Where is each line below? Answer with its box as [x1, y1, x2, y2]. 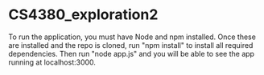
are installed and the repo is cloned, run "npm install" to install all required [8, 40, 254, 49]
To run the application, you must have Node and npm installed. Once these [8, 32, 256, 41]
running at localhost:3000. [8, 57, 97, 67]
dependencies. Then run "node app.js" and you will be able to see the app [8, 49, 255, 58]
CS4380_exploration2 [8, 6, 159, 24]
